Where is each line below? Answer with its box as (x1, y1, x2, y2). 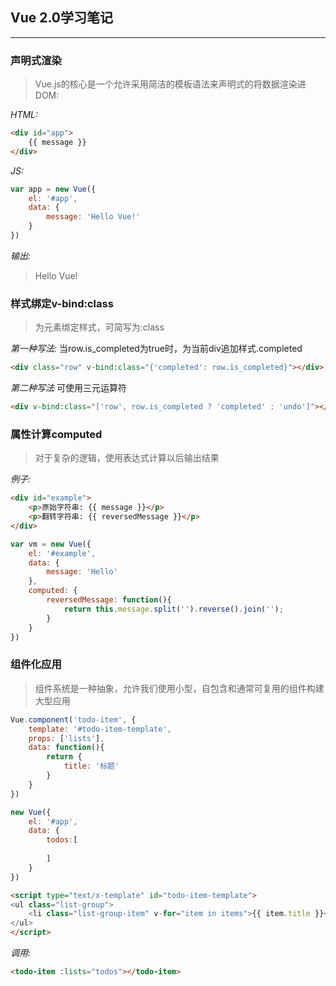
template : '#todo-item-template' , (28, 724, 172, 734)
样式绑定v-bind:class (10, 296, 114, 310)
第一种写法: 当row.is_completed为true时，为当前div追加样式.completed (10, 343, 303, 355)
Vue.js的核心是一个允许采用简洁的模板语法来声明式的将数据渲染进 (34, 78, 307, 90)
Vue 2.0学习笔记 (10, 9, 114, 27)
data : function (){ (28, 743, 105, 753)
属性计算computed (10, 427, 103, 441)
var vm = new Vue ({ (10, 539, 92, 549)
